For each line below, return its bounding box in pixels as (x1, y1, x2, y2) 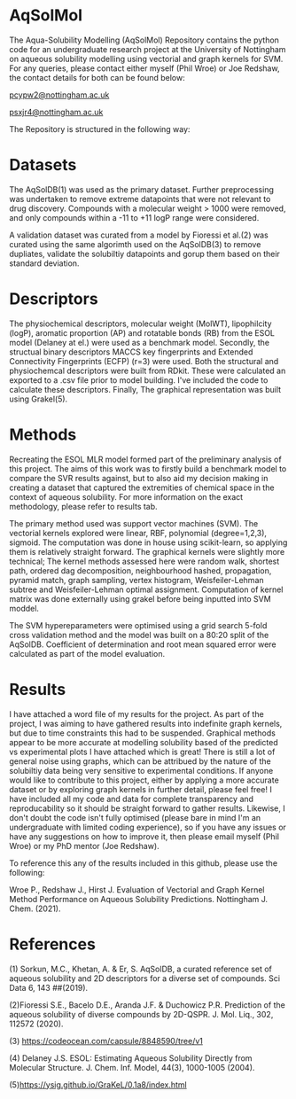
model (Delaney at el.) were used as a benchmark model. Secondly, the (9, 337, 270, 347)
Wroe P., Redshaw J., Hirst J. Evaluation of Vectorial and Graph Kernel (9, 884, 265, 895)
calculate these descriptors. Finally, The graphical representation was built (9, 384, 282, 394)
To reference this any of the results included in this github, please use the (9, 857, 277, 869)
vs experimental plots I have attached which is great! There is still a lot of (9, 746, 276, 757)
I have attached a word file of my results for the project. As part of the (9, 708, 264, 719)
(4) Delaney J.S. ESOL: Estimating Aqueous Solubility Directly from (9, 1052, 253, 1064)
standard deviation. (9, 258, 80, 269)
